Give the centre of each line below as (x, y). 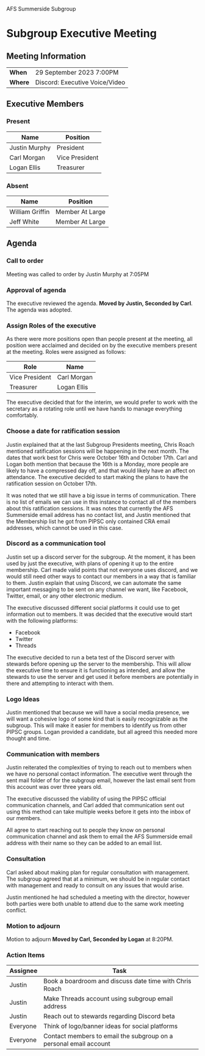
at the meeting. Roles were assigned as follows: (66, 352)
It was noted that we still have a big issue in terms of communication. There (101, 495)
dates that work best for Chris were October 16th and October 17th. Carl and (102, 457)
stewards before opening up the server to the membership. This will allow (99, 664)
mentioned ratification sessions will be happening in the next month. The (98, 451)
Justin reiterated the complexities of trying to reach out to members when (99, 768)
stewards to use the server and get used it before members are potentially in (103, 676)
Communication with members (53, 754)
